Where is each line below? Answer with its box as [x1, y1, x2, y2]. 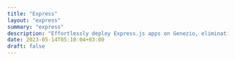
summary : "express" [7, 23, 64, 30]
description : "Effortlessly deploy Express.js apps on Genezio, [7, 29, 199, 37]
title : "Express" [7, 10, 58, 18]
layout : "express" [7, 17, 61, 24]
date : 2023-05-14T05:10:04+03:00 [7, 36, 105, 43]
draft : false [7, 43, 45, 50]
